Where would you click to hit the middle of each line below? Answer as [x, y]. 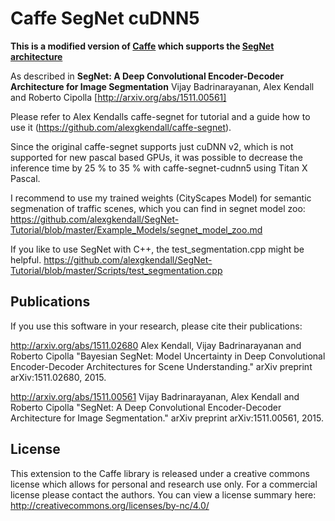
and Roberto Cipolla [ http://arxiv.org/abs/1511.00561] [118, 97]
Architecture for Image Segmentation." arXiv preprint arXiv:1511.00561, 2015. [167, 418]
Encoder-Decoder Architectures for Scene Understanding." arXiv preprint [161, 366]
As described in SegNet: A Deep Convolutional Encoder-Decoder [147, 76]
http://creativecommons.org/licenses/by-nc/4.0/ [110, 505]
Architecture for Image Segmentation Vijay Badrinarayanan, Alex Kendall [162, 86]
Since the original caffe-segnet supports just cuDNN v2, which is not [152, 146]
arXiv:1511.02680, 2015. [58, 377]
